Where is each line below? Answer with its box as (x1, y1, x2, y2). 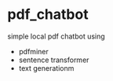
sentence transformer (18, 55, 89, 64)
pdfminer (18, 46, 49, 56)
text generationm (18, 63, 75, 72)
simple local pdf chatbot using (7, 31, 105, 41)
